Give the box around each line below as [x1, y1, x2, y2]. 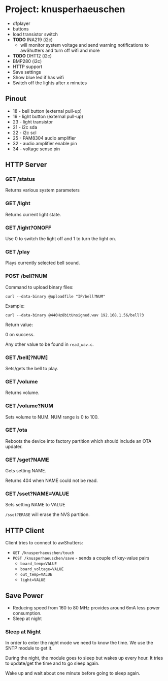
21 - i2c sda [12, 124, 38, 130]
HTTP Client [5, 526, 45, 535]
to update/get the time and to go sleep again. [5, 660, 100, 666]
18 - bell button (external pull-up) [12, 108, 82, 114]
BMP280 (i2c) [12, 58, 42, 64]
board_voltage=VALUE [20, 567, 64, 572]
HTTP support [12, 63, 43, 70]
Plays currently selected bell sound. [5, 260, 80, 266]
